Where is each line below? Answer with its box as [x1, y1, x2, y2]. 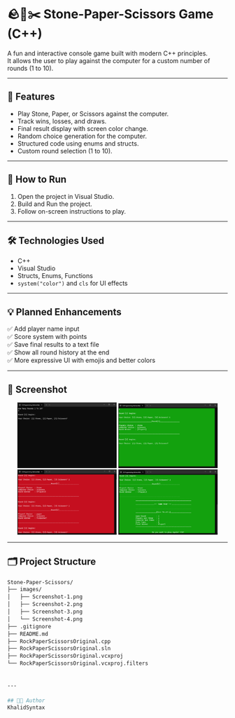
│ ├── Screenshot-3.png [7, 608, 83, 615]
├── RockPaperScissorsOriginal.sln [7, 645, 111, 652]
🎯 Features [7, 91, 55, 103]
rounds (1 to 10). [7, 64, 54, 72]
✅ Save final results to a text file [7, 340, 99, 349]
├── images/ [7, 586, 42, 593]
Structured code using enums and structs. [17, 139, 139, 148]
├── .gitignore [7, 623, 52, 630]
